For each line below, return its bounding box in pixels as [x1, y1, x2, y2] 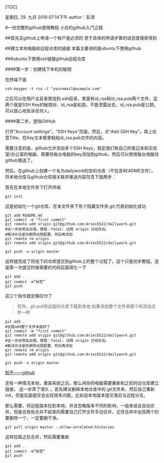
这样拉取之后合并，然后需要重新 [5, 434, 69, 440]
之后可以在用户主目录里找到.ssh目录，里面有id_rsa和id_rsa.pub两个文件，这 [5, 95, 158, 101]
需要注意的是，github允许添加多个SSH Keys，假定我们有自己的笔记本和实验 [5, 145, 157, 151]
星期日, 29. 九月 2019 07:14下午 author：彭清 [5, 14, 95, 20]
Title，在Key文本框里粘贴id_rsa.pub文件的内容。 [9, 135, 106, 140]
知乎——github [5, 370, 35, 375]
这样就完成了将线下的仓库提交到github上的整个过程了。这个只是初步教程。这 [5, 258, 159, 264]
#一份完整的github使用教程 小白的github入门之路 [5, 24, 103, 30]
